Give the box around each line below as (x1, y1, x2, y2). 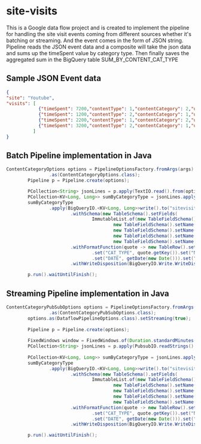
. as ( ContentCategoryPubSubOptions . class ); (48, 310, 157, 316)
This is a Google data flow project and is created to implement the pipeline (6, 24, 190, 31)
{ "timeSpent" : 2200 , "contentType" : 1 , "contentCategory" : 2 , (38, 117, 191, 124)
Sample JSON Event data (6, 73, 102, 83)
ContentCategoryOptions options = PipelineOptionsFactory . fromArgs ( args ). (6, 166, 197, 172)
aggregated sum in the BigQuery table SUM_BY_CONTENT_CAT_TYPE (6, 56, 178, 63)
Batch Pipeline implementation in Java (6, 151, 152, 161)
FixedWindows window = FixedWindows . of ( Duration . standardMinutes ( (28, 338, 197, 344)
